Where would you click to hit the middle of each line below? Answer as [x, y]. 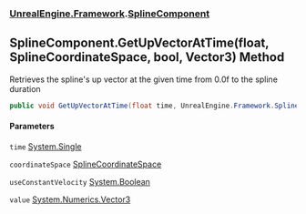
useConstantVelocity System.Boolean [80, 181]
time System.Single [46, 146]
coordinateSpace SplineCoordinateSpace [86, 164]
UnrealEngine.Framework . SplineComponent [110, 14]
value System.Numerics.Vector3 [70, 199]
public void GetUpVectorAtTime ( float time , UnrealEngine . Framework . [142, 106]
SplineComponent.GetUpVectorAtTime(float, [139, 43]
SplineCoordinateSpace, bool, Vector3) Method [147, 57]
